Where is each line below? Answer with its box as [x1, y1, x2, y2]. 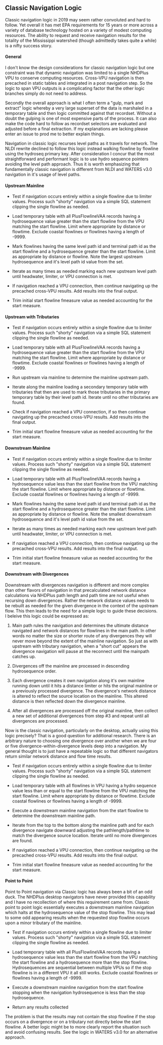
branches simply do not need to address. [5, 91, 88, 96]
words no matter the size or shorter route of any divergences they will [12, 633, 152, 638]
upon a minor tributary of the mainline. [5, 920, 82, 926]
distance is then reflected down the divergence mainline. [12, 698, 127, 704]
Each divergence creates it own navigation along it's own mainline [12, 677, 145, 683]
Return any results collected [12, 1004, 69, 1010]
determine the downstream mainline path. [12, 813, 96, 819]
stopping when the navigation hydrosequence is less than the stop [12, 989, 145, 995]
